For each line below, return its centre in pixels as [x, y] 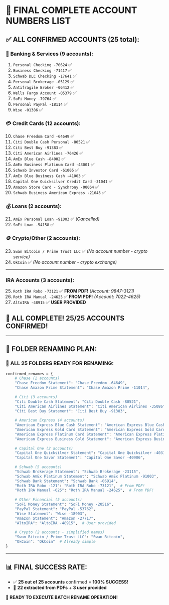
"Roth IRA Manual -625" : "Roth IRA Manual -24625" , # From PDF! [84, 490]
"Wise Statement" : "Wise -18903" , [51, 514]
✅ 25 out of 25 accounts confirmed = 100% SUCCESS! [70, 582]
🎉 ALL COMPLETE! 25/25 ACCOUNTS [65, 318]
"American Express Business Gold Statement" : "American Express [83, 439]
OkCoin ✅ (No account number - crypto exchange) [65, 262]
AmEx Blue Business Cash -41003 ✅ [49, 176]
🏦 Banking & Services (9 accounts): [49, 54]
